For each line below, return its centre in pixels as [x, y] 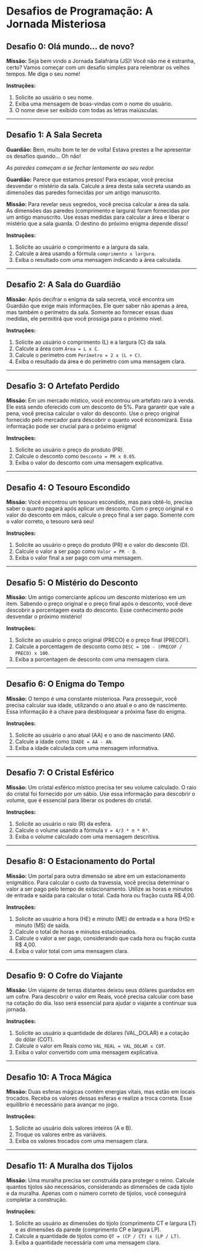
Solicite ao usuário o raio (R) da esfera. [63, 823]
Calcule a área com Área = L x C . [57, 348]
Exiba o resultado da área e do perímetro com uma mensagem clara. [100, 361]
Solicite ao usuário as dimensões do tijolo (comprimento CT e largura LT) [106, 1223]
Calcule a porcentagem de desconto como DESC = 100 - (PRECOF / [98, 646]
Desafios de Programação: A [80, 11]
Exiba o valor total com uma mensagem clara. [72, 951]
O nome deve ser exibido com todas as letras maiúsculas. [87, 110]
